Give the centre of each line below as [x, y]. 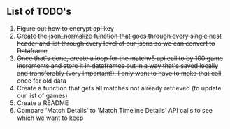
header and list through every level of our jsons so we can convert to [116, 43]
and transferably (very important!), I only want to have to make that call [119, 73]
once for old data [42, 81]
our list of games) [42, 95]
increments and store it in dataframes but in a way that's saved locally [117, 65]
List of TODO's [39, 12]
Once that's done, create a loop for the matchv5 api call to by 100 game [120, 58]
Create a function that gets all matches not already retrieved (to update [119, 88]
